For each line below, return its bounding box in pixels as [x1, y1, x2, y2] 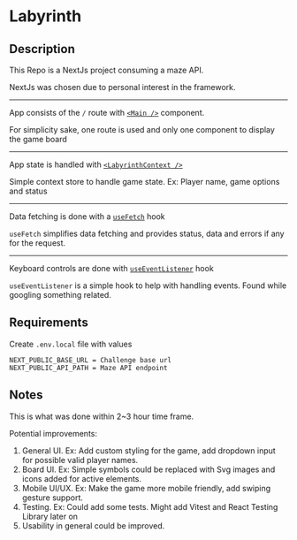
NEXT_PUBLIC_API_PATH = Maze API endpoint [9, 363, 168, 372]
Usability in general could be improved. [21, 520, 165, 531]
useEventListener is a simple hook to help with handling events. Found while [9, 280, 287, 291]
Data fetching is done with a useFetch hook [9, 211, 165, 222]
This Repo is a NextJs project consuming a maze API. [9, 65, 204, 75]
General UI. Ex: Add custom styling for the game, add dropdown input [21, 445, 276, 456]
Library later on [21, 511, 78, 521]
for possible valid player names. [21, 454, 139, 465]
